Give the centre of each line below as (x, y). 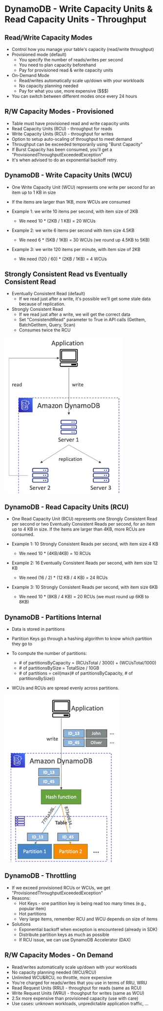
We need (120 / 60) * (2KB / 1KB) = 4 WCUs (63, 259)
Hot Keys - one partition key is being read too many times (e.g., (82, 903)
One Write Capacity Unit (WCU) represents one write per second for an (83, 187)
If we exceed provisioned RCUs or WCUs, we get (61, 887)
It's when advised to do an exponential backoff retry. (65, 160)
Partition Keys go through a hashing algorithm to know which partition (82, 639)
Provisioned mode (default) (39, 54)
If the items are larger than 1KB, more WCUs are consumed (71, 202)
